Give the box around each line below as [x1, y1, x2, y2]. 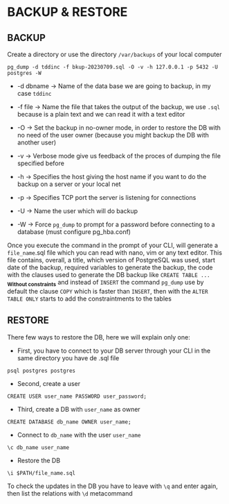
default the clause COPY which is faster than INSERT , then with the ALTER [7, 287, 209, 295]
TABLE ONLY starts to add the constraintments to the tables [7, 294, 172, 303]
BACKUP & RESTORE [7, 4, 128, 20]
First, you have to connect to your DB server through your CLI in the [17, 346, 211, 355]
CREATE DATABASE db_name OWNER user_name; [7, 418, 131, 426]
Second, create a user [17, 379, 81, 387]
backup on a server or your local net [17, 180, 121, 188]
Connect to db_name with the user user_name [17, 430, 141, 439]
